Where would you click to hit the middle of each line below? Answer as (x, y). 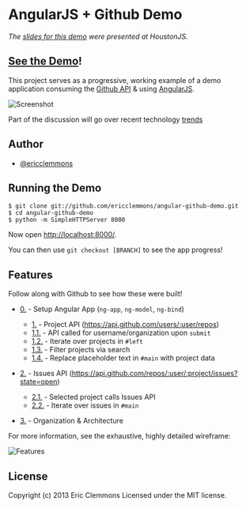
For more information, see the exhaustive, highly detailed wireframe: (119, 436)
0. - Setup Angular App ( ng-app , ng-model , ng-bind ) (102, 309)
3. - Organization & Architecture (72, 421)
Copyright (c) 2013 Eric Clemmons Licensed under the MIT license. (117, 495)
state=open (38, 382)
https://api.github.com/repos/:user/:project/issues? (155, 374)
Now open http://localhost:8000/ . (62, 235)
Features (30, 275)
